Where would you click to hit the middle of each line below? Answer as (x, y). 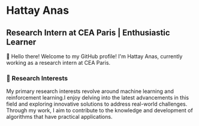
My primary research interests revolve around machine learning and (90, 91)
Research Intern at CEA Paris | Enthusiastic (88, 33)
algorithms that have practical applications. (59, 117)
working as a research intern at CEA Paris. (58, 63)
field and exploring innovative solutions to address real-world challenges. (97, 104)
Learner (21, 42)
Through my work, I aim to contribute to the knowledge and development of (99, 110)
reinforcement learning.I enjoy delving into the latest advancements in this (98, 98)
